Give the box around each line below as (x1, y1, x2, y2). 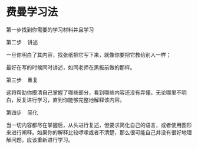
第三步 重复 (6, 76, 38, 83)
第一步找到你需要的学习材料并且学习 (6, 26, 94, 33)
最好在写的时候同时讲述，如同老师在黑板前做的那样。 (6, 63, 136, 71)
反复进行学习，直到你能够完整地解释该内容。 (16, 96, 125, 103)
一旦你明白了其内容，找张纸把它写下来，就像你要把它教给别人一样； (6, 51, 171, 58)
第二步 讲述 (6, 38, 38, 46)
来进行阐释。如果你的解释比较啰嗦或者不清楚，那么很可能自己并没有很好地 (6, 128, 187, 136)
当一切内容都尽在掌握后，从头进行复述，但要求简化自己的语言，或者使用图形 (6, 121, 192, 128)
